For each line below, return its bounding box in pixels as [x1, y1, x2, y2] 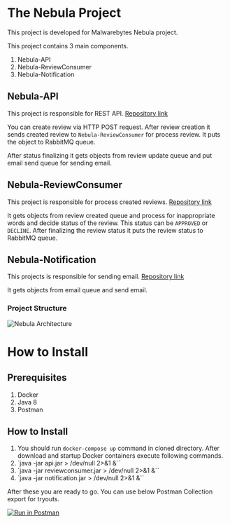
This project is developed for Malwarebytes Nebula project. [7, 28, 178, 36]
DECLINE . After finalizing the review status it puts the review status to [7, 226, 204, 234]
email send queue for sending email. [7, 158, 112, 167]
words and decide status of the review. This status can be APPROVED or [7, 219, 208, 227]
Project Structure [7, 304, 67, 313]
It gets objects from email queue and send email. [7, 286, 148, 294]
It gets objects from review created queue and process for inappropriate [7, 211, 215, 219]
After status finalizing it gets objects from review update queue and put [7, 151, 212, 159]
